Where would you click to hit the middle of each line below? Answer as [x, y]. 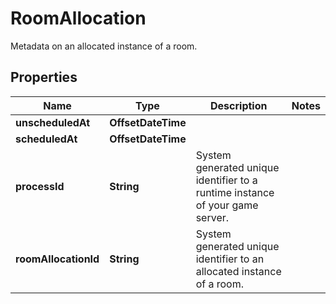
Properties [44, 77]
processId [40, 186]
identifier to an [230, 259]
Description [239, 105]
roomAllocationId [57, 259]
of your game [227, 205]
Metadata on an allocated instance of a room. [104, 46]
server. [212, 217]
